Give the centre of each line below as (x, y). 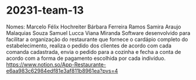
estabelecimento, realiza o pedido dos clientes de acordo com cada (89, 46)
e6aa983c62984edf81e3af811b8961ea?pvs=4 (62, 71)
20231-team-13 (45, 10)
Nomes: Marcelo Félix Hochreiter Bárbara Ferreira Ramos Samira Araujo (94, 27)
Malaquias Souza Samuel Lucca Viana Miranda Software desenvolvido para (98, 33)
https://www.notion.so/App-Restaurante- (56, 64)
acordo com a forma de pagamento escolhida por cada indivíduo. (86, 58)
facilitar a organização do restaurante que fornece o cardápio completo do (97, 39)
